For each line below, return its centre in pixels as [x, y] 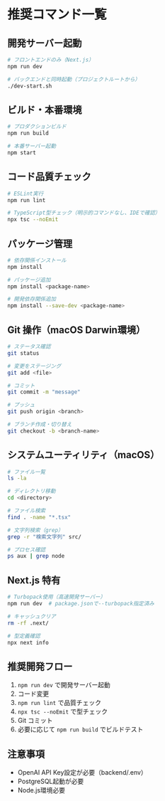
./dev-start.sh [30, 86]
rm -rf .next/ [28, 623]
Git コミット [35, 721]
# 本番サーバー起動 [32, 147]
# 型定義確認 [24, 636]
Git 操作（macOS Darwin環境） [76, 330]
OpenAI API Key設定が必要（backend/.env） [82, 772]
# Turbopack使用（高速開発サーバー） [57, 597]
